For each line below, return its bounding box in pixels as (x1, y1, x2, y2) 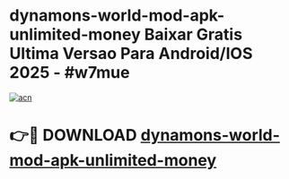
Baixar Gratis (144, 24, 243, 45)
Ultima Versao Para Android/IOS (9, 44, 253, 64)
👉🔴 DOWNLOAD (9, 125, 137, 146)
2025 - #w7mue (9, 63, 130, 83)
